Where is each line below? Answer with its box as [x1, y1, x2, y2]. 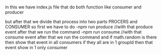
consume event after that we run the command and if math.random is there [5, 34, 157, 40]
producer [5, 9, 24, 15]
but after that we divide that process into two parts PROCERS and [5, 19, 137, 24]
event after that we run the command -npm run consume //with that [5, 29, 142, 35]
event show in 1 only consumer [5, 45, 68, 50]
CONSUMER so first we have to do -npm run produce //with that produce [5, 24, 153, 30]
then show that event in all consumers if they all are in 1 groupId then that [5, 39, 153, 45]
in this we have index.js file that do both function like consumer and [5, 4, 141, 10]
